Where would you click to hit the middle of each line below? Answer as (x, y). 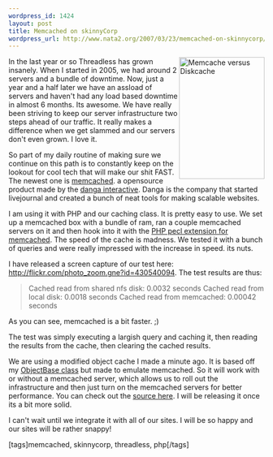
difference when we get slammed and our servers (92, 131)
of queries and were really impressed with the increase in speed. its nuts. (131, 248)
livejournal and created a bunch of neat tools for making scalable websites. (134, 198)
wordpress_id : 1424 (41, 16)
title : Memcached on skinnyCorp (63, 31)
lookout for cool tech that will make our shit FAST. (91, 172)
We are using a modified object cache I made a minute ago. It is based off (132, 361)
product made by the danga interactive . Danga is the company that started (133, 190)
